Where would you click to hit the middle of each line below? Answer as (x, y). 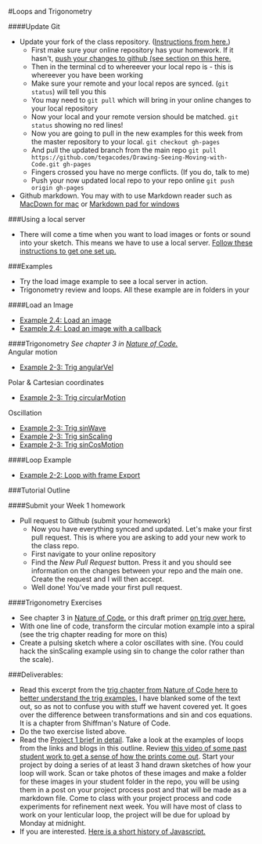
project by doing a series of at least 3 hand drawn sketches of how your (135, 765)
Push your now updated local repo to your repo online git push (133, 180)
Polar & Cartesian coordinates (56, 382)
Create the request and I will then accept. (97, 579)
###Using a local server (47, 219)
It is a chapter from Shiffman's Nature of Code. (95, 723)
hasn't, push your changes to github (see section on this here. (131, 58)
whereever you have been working (87, 75)
